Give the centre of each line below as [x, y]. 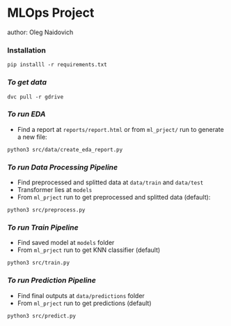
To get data [27, 82]
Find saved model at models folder [66, 243]
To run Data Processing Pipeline [63, 167]
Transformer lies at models [55, 190]
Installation [27, 50]
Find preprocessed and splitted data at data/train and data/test [110, 182]
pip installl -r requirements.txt [57, 65]
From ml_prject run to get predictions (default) [84, 303]
